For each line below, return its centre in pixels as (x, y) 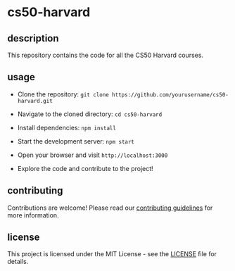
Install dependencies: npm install (66, 127)
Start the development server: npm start (76, 141)
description (33, 38)
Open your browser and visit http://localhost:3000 (93, 155)
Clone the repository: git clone (63, 94)
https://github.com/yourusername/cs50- (170, 95)
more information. (33, 215)
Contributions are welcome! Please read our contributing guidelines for (110, 208)
